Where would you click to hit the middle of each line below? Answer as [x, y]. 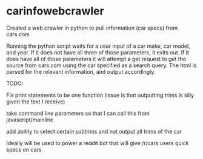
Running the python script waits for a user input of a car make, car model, [98, 46]
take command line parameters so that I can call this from [78, 113]
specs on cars [24, 149]
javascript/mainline [30, 120]
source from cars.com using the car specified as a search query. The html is [101, 65]
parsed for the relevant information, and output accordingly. [81, 71]
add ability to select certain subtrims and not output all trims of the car [94, 131]
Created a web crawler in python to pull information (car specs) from [92, 28]
